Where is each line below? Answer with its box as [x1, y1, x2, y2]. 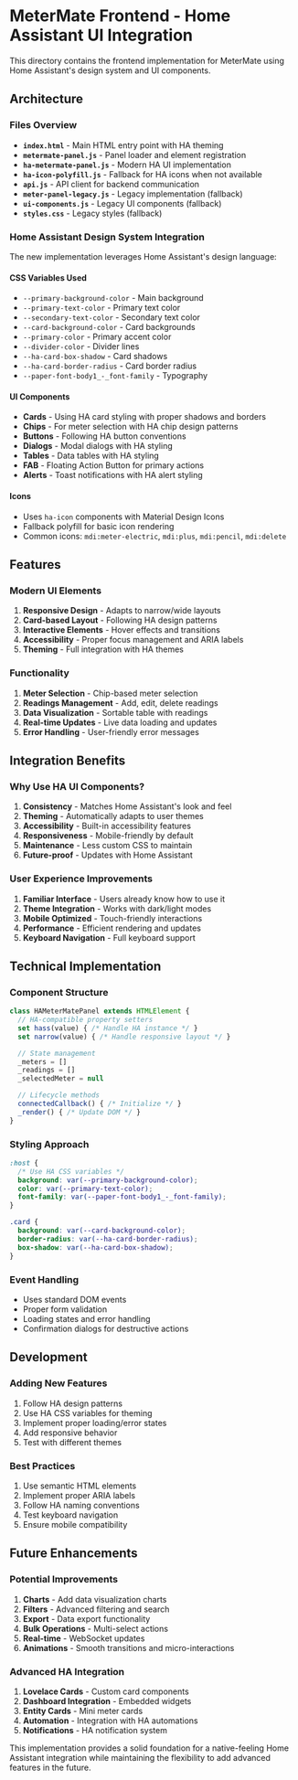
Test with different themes [22, 1436, 122, 1447]
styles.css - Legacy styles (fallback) [22, 208, 163, 219]
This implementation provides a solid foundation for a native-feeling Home [9, 1743, 290, 1753]
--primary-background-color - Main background [22, 293, 204, 304]
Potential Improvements [9, 1573, 119, 1586]
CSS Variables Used [9, 272, 87, 283]
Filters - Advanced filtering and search [22, 1604, 170, 1615]
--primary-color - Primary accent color [22, 331, 172, 343]
